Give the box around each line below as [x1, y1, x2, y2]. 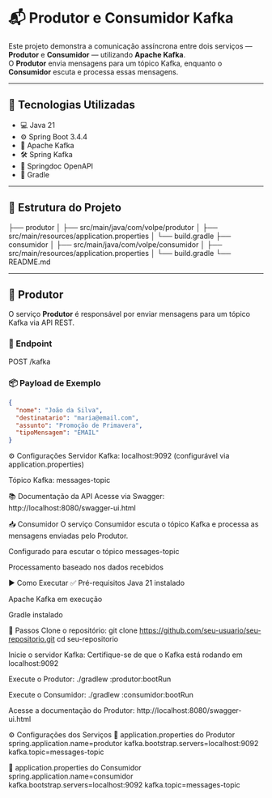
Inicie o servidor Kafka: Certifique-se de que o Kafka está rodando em [8, 650, 243, 659]
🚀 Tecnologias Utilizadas [8, 98, 135, 112]
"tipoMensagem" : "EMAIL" [15, 429, 100, 437]
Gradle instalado [8, 610, 63, 620]
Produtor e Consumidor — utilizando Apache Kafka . [8, 49, 186, 59]
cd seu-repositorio [56, 634, 119, 644]
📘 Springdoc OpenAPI [19, 161, 94, 171]
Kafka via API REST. [8, 318, 75, 327]
